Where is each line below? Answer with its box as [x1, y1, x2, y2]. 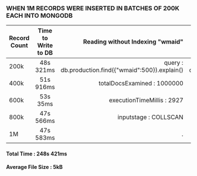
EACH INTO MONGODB [6, 11, 73, 19]
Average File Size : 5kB [6, 164, 63, 171]
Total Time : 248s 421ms [6, 150, 67, 157]
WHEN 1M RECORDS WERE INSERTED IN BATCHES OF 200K [6, 4, 180, 12]
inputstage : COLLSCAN [117, 113, 184, 121]
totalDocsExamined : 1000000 [98, 79, 184, 88]
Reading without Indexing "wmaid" [83, 38, 184, 46]
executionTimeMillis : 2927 [108, 96, 184, 104]
